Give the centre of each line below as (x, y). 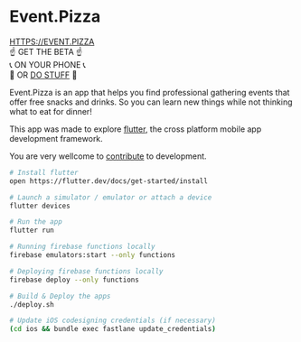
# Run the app (36, 222)
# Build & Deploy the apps (60, 296)
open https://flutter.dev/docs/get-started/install (108, 181)
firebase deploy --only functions (75, 280)
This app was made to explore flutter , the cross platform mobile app (136, 129)
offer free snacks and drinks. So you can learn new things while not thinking (151, 102)
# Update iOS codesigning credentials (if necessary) (113, 321)
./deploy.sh (32, 304)
